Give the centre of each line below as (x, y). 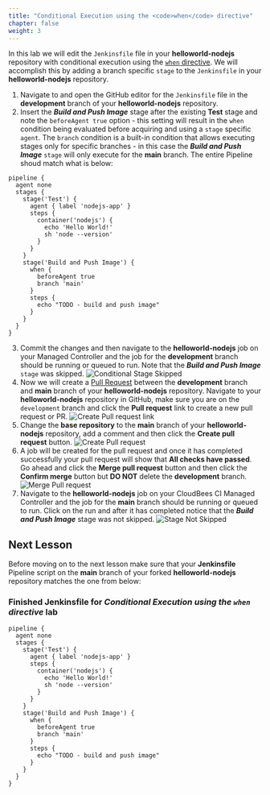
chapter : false (34, 23)
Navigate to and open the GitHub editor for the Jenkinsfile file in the (134, 95)
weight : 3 (25, 31)
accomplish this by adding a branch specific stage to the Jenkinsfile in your (135, 71)
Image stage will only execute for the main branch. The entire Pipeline (136, 155)
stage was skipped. (52, 374)
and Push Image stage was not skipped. (87, 520)
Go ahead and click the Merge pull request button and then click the (133, 468)
